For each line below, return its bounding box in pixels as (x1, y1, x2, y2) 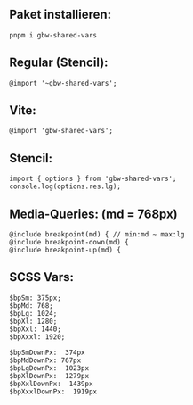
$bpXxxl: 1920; (9, 332, 66, 342)
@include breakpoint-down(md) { (9, 238, 129, 247)
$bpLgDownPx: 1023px (9, 363, 90, 373)
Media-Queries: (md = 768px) (9, 206, 178, 221)
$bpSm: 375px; (9, 293, 62, 302)
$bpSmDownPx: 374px (9, 348, 86, 357)
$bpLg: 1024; (9, 309, 58, 318)
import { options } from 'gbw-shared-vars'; (9, 174, 177, 184)
